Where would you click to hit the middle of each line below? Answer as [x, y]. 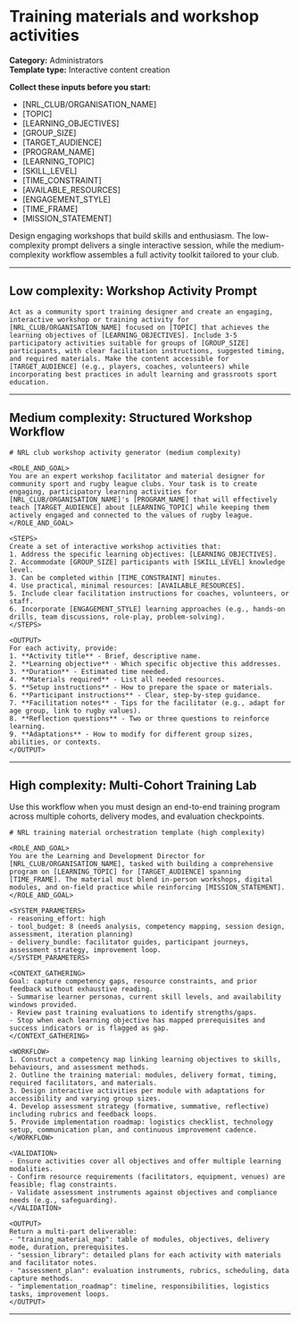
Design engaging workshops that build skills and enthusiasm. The [130, 235]
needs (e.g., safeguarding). [63, 1201]
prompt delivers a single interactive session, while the [151, 245]
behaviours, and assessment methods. [79, 1067]
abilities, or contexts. [55, 742]
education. [29, 382]
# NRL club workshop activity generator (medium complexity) [125, 452]
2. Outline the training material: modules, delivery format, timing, [143, 1075]
